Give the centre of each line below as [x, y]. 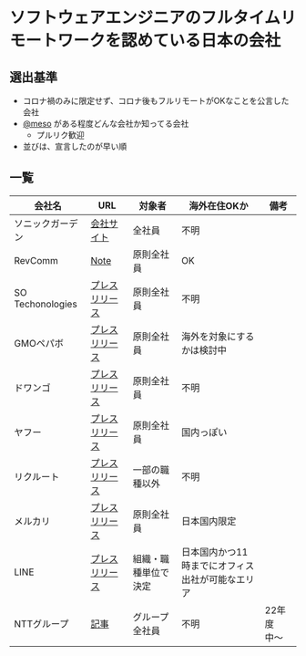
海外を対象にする [218, 336]
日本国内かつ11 [214, 552]
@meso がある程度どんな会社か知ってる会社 [106, 124]
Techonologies [46, 304]
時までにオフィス [218, 566]
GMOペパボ [39, 343]
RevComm [36, 260]
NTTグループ [41, 623]
